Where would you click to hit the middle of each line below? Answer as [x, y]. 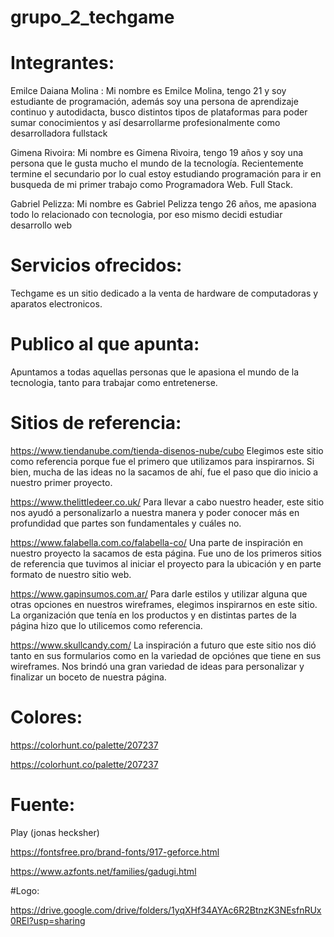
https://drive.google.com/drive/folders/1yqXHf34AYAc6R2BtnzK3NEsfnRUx [166, 910]
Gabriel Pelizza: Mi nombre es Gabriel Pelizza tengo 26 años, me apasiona [163, 204]
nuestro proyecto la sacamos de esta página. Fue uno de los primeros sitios [166, 553]
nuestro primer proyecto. [61, 482]
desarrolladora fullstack [59, 133]
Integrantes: [62, 63]
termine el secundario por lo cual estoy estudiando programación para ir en [166, 174]
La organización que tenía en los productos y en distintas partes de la [153, 615]
